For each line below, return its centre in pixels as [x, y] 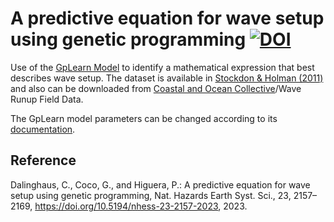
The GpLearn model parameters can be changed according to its [144, 118]
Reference [43, 160]
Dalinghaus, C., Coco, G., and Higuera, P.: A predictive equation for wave [160, 184]
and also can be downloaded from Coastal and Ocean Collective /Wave [156, 88]
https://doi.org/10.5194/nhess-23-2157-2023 [126, 206]
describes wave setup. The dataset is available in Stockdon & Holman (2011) [167, 78]
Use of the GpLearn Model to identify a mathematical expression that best [162, 67]
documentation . [43, 129]
